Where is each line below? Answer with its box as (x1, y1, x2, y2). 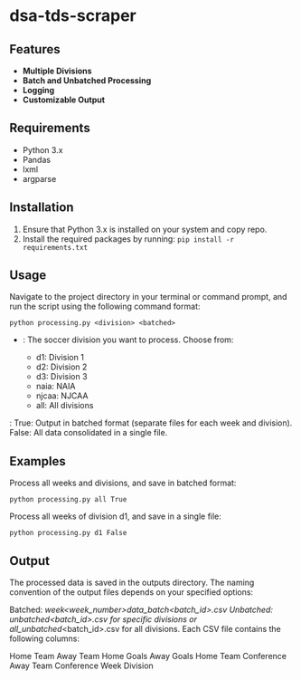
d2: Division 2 (35, 361, 88, 372)
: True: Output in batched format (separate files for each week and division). (9, 417, 293, 428)
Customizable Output (22, 94, 106, 105)
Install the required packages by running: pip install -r (22, 233, 235, 244)
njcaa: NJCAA (35, 390, 89, 401)
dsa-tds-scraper (9, 5, 137, 26)
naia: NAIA (35, 381, 76, 392)
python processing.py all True (9, 495, 127, 504)
